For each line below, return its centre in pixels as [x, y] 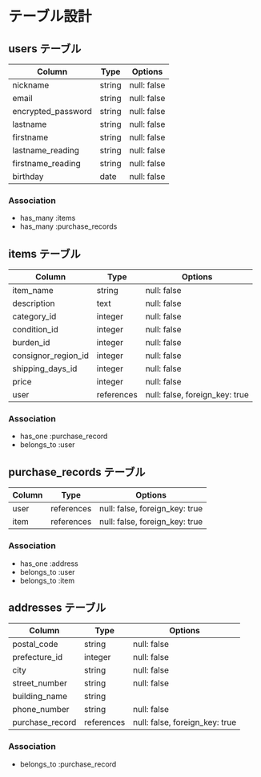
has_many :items [48, 218]
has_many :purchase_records [68, 226]
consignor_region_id [51, 356]
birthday [28, 176]
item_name [33, 291]
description [34, 303]
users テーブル [45, 49]
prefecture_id [38, 657]
